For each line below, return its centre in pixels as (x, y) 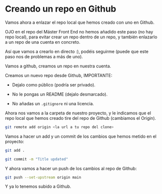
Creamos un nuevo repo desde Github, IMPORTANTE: (59, 75)
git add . (15, 150)
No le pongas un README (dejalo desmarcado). (60, 94)
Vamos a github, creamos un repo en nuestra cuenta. (58, 66)
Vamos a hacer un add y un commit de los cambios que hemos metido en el (81, 136)
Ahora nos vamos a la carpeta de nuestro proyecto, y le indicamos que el (78, 113)
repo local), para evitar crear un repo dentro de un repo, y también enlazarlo (81, 37)
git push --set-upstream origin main (43, 177)
